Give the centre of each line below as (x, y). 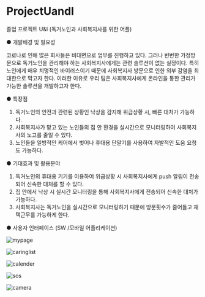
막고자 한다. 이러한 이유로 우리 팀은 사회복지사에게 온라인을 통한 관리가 (111, 78)
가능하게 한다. (53, 214)
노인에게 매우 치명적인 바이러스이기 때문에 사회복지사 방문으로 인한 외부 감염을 (99, 70)
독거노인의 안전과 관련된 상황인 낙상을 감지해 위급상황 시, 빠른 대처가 (97, 112)
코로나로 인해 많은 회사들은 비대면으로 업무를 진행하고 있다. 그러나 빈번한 (93, 55)
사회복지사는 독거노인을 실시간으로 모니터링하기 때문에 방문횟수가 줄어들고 (104, 207)
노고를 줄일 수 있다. (50, 135)
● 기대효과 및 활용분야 (33, 163)
